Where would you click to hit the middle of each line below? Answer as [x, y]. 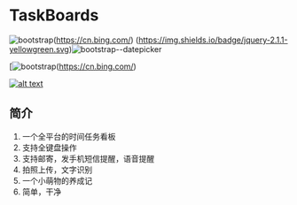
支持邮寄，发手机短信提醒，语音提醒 [88, 158]
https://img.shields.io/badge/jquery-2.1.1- [213, 40]
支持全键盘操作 [49, 148]
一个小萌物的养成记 [57, 180]
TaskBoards [54, 15]
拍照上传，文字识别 [57, 170]
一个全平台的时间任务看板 [69, 136]
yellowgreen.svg [39, 49]
